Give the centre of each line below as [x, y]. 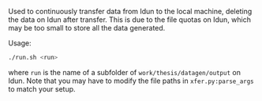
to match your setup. [42, 88]
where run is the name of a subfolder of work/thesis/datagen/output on [124, 72]
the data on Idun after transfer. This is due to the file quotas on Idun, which [129, 20]
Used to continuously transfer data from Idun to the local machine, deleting [130, 11]
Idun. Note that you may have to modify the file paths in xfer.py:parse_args [131, 81]
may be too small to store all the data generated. [87, 28]
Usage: [20, 43]
